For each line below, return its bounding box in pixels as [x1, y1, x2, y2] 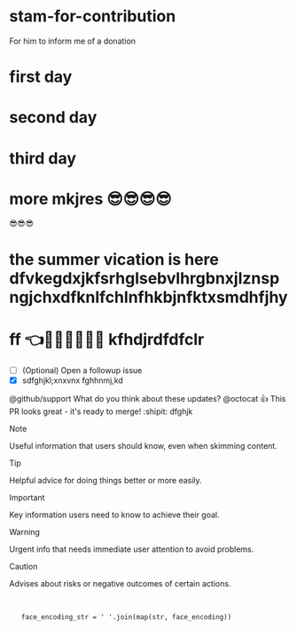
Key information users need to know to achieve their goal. [9, 509, 220, 520]
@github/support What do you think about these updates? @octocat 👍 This [9, 393, 286, 403]
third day [9, 148, 77, 168]
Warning [9, 526, 40, 537]
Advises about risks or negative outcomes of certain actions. [9, 578, 231, 588]
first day [9, 67, 73, 87]
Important [9, 491, 45, 503]
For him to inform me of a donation [9, 36, 136, 46]
